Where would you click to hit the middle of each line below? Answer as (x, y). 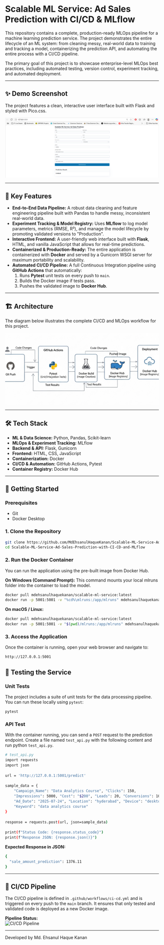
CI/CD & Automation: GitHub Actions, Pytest (57, 463)
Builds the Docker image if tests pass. (57, 281)
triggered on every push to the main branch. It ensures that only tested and (80, 904)
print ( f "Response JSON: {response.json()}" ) (51, 838)
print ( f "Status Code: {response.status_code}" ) (54, 832)
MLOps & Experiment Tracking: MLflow (52, 443)
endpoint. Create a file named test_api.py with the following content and (79, 740)
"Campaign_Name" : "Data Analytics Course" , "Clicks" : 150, (75, 791)
